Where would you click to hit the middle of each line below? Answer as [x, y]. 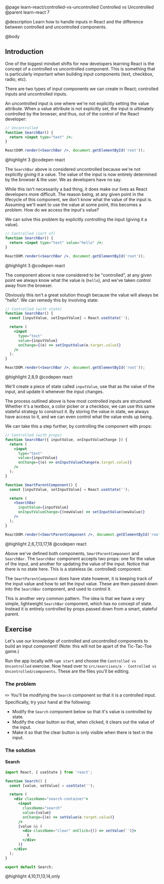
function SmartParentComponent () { [41, 485]
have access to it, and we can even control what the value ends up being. [79, 417]
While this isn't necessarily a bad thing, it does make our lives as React [76, 189]
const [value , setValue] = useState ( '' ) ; [52, 786]
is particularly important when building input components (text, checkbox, [79, 74]
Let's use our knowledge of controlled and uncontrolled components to [77, 641]
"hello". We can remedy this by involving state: [52, 300]
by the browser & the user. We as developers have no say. [63, 180]
